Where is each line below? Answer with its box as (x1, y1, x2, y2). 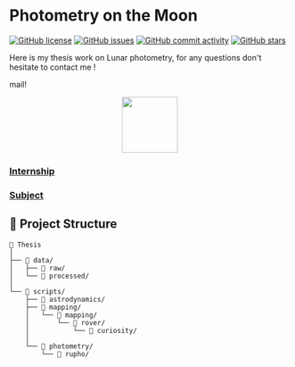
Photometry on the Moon (9, 5, 198, 26)
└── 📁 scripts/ (9, 287, 66, 296)
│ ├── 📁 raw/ (9, 263, 66, 272)
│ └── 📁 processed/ (9, 271, 90, 280)
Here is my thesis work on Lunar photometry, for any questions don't (9, 52, 262, 63)
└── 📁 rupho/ (41, 349, 90, 358)
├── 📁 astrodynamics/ (25, 295, 105, 304)
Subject (9, 188, 45, 201)
